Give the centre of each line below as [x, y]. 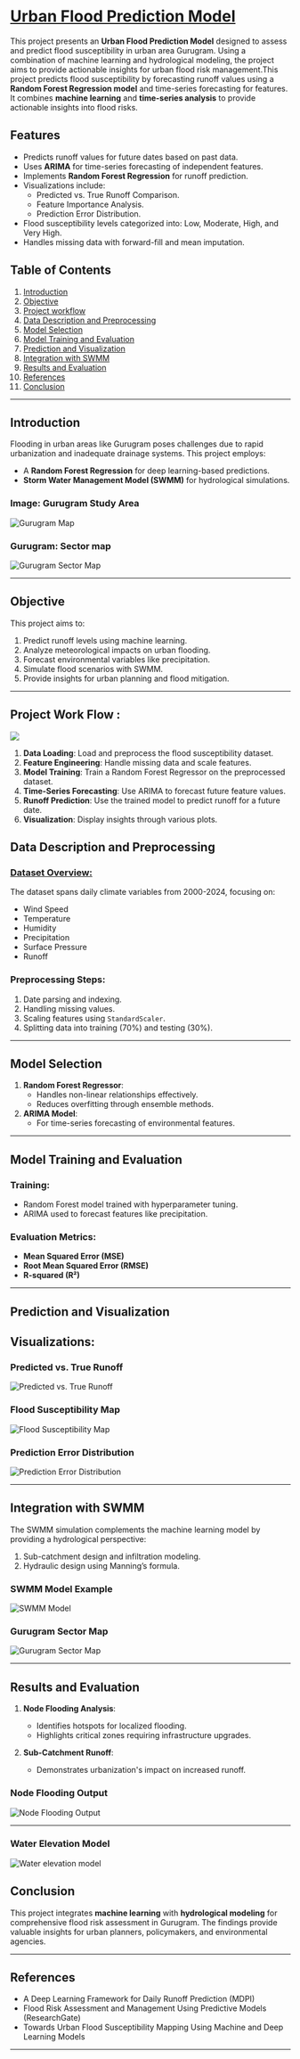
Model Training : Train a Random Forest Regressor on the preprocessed [154, 772]
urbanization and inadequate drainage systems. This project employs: [138, 454]
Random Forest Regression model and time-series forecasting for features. [149, 88]
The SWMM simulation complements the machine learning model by [135, 1530]
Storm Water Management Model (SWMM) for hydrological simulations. [156, 480]
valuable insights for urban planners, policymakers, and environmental [139, 1932]
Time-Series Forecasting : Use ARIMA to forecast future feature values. [154, 791]
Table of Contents [61, 271]
